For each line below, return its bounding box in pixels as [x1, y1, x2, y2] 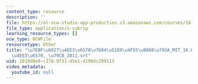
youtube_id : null [11, 69, 54, 75]
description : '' [6, 14, 46, 20]
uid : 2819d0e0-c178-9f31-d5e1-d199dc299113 [6, 58, 115, 64]
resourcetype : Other [6, 42, 57, 48]
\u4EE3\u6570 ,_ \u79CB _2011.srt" [11, 53, 91, 59]
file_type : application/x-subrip [6, 25, 88, 31]
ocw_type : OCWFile [6, 36, 51, 42]
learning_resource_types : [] [6, 31, 78, 37]
